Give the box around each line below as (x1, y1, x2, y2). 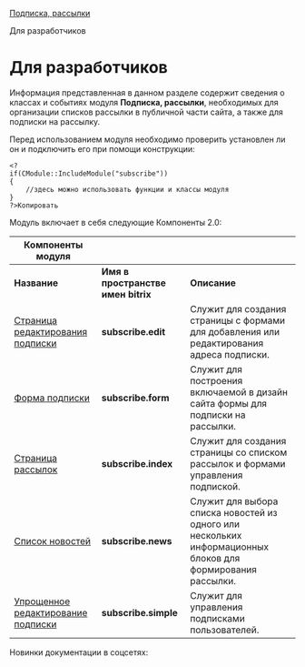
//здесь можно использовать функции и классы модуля (25, 185, 230, 194)
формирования (190, 563, 257, 576)
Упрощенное (14, 595, 71, 608)
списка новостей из (190, 506, 278, 519)
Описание (190, 277, 236, 289)
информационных (190, 541, 270, 553)
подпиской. (190, 480, 241, 492)
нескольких (190, 529, 242, 541)
